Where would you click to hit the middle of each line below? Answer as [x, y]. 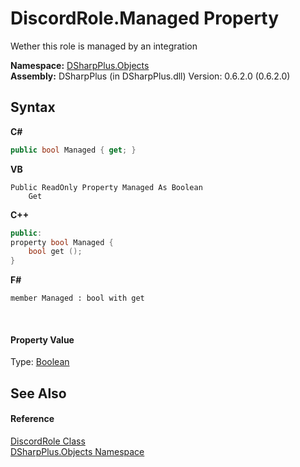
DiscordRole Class [48, 441]
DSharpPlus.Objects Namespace [77, 451]
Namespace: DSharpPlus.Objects [80, 65]
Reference [32, 419]
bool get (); [55, 252]
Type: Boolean [40, 362]
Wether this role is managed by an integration [104, 46]
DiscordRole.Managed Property [145, 18]
